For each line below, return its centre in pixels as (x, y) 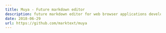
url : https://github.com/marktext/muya (46, 23)
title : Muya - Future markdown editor (45, 9)
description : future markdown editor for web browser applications (76, 14)
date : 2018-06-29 (23, 18)
